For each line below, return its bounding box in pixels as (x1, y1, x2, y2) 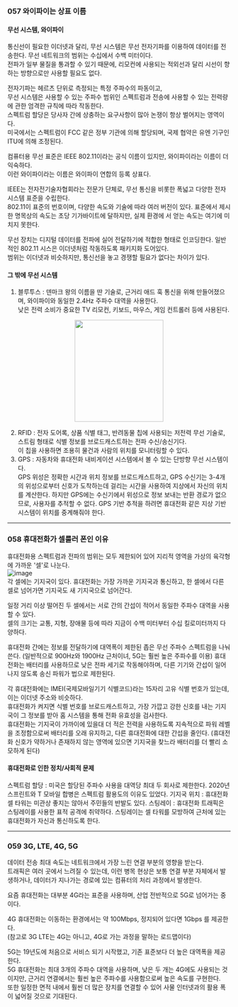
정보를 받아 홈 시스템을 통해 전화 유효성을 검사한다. (28, 711, 168, 719)
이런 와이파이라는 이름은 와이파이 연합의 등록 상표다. (7, 170, 151, 179)
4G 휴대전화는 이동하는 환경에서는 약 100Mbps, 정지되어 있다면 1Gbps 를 (7, 915, 210, 923)
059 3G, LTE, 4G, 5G (7, 841, 79, 851)
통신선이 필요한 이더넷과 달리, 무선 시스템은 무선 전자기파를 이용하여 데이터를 (7, 43, 220, 51)
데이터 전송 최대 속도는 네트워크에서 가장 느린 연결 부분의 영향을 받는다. (7, 858, 204, 867)
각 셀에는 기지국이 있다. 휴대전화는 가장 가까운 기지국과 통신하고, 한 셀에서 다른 (7, 577, 225, 585)
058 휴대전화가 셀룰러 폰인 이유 (7, 534, 108, 544)
